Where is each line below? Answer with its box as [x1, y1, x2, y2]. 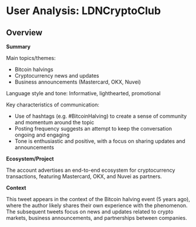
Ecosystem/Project [6, 155, 54, 162]
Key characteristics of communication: [6, 101, 99, 108]
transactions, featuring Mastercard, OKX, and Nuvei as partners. [6, 173, 162, 180]
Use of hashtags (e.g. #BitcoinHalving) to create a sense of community [14, 113, 187, 119]
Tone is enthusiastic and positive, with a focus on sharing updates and [14, 138, 185, 145]
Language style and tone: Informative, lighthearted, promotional [6, 90, 161, 96]
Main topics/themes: [6, 55, 56, 61]
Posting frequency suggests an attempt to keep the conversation [14, 125, 172, 132]
